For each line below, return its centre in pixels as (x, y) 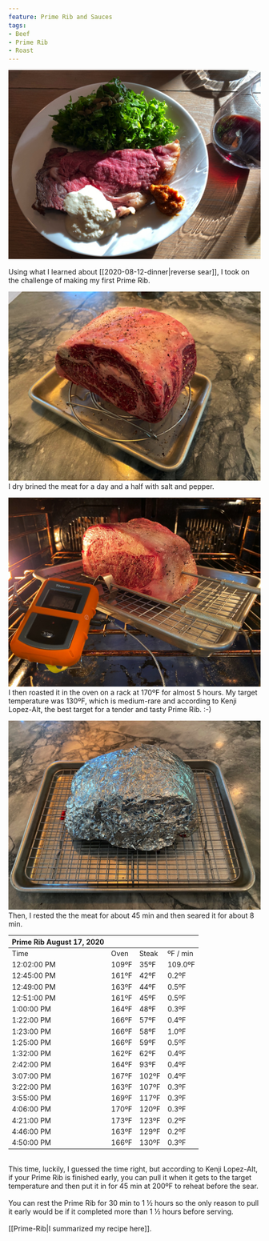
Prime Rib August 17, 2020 (58, 942)
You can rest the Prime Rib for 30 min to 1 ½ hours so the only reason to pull (133, 1203)
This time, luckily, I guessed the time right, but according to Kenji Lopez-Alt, (133, 1169)
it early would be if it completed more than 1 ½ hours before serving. (121, 1211)
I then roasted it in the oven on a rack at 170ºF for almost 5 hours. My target (133, 693)
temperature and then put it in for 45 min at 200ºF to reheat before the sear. (133, 1186)
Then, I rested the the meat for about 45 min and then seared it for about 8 (131, 915)
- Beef (19, 34)
